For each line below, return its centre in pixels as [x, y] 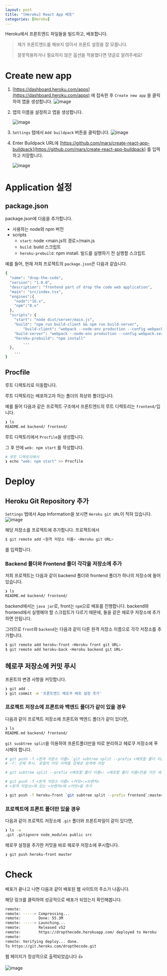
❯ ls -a [13, 830]
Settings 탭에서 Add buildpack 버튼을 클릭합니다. [61, 132]
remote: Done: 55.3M [34, 918]
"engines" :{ [22, 297]
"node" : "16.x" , [30, 301]
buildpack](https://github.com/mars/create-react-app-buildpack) [79, 149]
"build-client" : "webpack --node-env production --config [84, 329]
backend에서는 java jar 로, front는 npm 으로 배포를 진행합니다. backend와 [77, 606]
